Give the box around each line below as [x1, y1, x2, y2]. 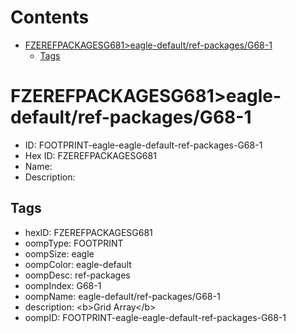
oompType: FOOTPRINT [24, 237, 124, 249]
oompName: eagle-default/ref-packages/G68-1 [24, 290, 221, 302]
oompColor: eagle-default [24, 258, 132, 270]
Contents [10, 6, 90, 29]
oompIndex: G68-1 [24, 279, 102, 291]
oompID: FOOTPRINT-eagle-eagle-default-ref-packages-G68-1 [24, 311, 287, 323]
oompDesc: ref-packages [24, 269, 131, 281]
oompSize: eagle [24, 247, 95, 260]
